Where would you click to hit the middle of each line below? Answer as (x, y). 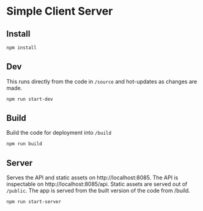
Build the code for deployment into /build (59, 133)
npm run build (24, 144)
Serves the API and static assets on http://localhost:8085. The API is (92, 177)
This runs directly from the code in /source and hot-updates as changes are (102, 81)
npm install (21, 48)
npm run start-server (34, 202)
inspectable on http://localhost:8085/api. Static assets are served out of (97, 184)
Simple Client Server (60, 11)
